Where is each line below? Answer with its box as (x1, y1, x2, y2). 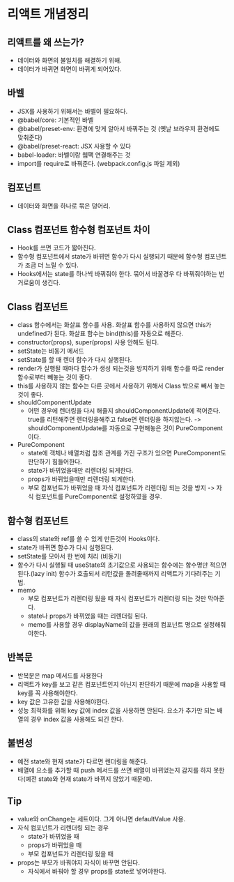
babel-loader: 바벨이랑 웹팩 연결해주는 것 (17, 151, 131, 159)
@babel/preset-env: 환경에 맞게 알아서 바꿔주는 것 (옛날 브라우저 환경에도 (17, 124, 221, 132)
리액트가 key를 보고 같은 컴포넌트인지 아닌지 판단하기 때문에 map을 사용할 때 (17, 680, 226, 688)
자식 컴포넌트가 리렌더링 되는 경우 (17, 823, 109, 832)
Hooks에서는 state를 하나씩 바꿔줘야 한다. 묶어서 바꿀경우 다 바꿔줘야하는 (17, 270, 217, 278)
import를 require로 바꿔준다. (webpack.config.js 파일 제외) (17, 159, 180, 167)
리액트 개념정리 (7, 6, 89, 22)
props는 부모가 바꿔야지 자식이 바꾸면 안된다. (17, 858, 141, 867)
